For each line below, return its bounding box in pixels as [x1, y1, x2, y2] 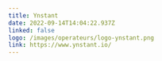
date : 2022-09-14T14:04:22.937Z [8, 19, 115, 27]
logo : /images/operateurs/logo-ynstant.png [8, 33, 155, 42]
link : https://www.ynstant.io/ [8, 41, 112, 49]
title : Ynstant [8, 11, 59, 20]
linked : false [8, 26, 56, 34]
